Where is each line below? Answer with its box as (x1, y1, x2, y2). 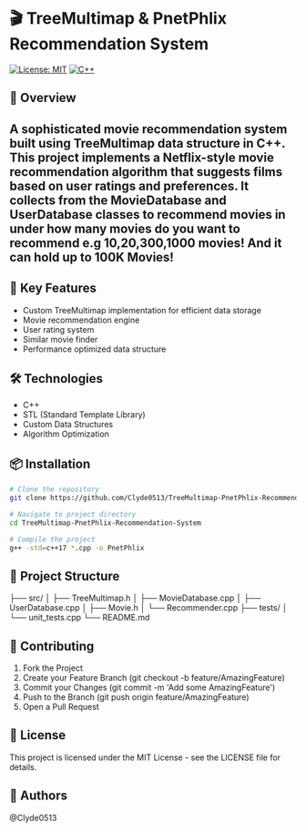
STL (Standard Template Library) (22, 409, 146, 420)
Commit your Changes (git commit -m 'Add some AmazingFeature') (22, 682, 276, 693)
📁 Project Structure (9, 568, 120, 584)
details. (9, 761, 37, 772)
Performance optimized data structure (22, 344, 167, 354)
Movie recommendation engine (22, 314, 140, 325)
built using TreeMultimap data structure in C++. (9, 135, 286, 151)
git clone (9, 494, 47, 503)
